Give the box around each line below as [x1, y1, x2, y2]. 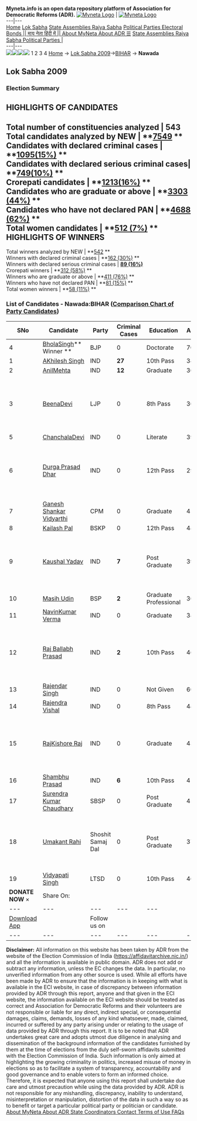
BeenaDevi [42, 399, 73, 407]
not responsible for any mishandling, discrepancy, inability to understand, [6, 1089, 184, 1096]
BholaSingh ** [42, 340, 82, 348]
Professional [146, 598, 181, 606]
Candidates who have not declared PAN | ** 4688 [6, 205, 191, 215]
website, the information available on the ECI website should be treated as [6, 996, 185, 1003]
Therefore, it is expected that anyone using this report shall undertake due [6, 1077, 186, 1084]
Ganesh [42, 499, 64, 508]
